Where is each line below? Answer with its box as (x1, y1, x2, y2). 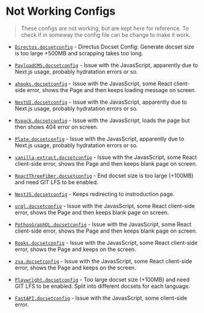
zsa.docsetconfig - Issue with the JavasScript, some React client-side (14, 257, 192, 265)
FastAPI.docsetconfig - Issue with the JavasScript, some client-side (14, 294, 188, 301)
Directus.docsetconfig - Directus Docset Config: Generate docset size (14, 43, 195, 50)
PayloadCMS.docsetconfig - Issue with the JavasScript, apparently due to (14, 61, 198, 69)
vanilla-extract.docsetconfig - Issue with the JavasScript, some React (14, 153, 197, 161)
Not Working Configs (6, 4, 116, 18)
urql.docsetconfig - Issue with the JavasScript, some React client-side (14, 202, 195, 209)
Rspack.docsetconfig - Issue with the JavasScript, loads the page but (14, 117, 190, 124)
